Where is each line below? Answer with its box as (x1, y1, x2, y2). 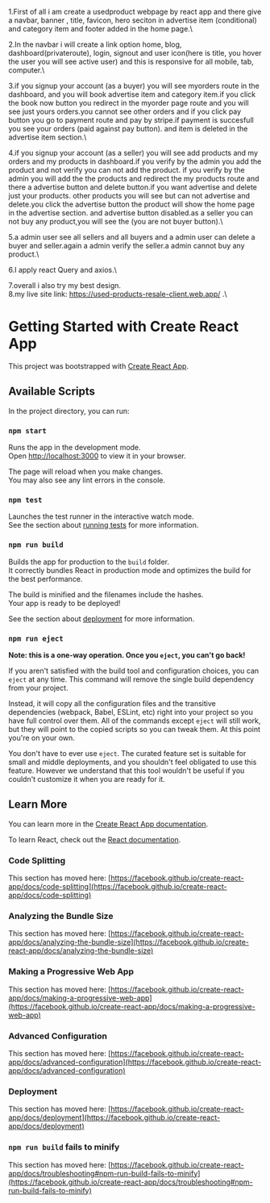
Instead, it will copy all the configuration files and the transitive (8, 698, 216, 708)
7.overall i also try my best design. (8, 281, 122, 290)
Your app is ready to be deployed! (8, 598, 121, 608)
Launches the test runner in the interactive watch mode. (8, 512, 195, 521)
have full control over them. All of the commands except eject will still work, (8, 716, 261, 725)
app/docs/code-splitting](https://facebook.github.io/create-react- (8, 882, 227, 892)
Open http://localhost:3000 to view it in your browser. (8, 451, 187, 461)
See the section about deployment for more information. (8, 613, 195, 624)
